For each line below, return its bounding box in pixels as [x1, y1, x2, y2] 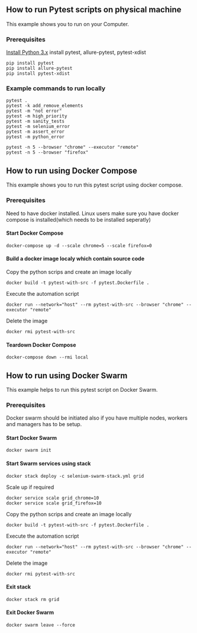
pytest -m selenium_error [6, 124, 70, 130]
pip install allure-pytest [6, 65, 73, 72]
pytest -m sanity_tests [6, 119, 65, 124]
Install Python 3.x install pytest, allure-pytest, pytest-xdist [6, 49, 146, 56]
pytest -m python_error [6, 134, 65, 140]
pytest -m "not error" [6, 108, 62, 114]
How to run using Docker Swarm [6, 370, 128, 381]
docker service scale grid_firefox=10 [6, 500, 102, 506]
